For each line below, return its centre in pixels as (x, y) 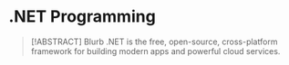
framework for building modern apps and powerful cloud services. (155, 51)
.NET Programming (82, 17)
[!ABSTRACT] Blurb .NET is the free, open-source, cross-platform (154, 42)
